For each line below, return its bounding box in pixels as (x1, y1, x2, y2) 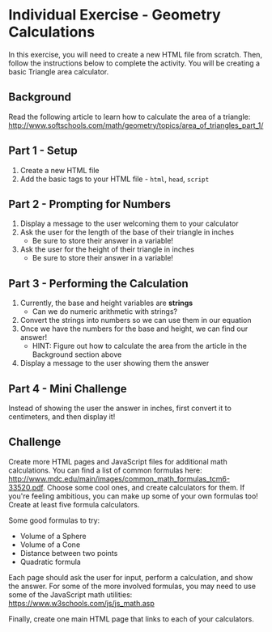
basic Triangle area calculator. (8, 66, 109, 76)
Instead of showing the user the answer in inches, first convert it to (8, 403, 232, 413)
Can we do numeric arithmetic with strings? (32, 307, 178, 316)
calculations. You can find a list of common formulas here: (8, 465, 202, 475)
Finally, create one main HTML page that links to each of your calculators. (8, 613, 255, 624)
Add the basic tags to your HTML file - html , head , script (19, 174, 210, 184)
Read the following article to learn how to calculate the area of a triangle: (8, 112, 251, 121)
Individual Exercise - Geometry (8, 6, 221, 24)
